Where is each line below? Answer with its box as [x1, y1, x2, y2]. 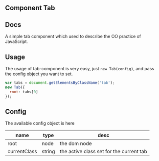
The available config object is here [5, 121, 75, 126]
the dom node [60, 140, 92, 147]
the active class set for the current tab [60, 148, 148, 155]
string [42, 148, 55, 155]
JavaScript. [5, 39, 28, 44]
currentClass [7, 148, 38, 155]
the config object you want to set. [5, 71, 73, 77]
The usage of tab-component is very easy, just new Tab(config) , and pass [5, 66, 154, 72]
